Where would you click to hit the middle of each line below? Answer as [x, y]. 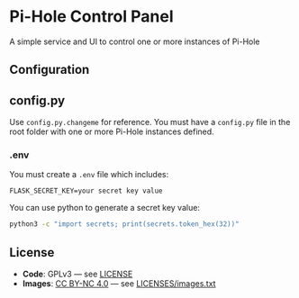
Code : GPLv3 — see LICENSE [77, 274]
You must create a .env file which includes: [89, 175]
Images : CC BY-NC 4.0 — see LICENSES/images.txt [119, 284]
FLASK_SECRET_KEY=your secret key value [86, 191]
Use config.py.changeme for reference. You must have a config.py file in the [150, 122]
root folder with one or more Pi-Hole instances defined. [112, 131]
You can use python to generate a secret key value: [105, 208]
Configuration [50, 70]
